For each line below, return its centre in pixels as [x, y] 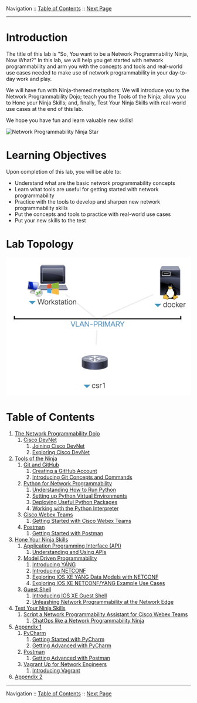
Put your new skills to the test [50, 220]
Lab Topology [40, 244]
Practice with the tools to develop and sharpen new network [87, 201]
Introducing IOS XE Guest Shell [69, 596]
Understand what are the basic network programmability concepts [95, 183]
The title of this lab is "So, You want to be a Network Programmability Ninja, [97, 54]
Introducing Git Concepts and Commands [82, 477]
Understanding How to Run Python [74, 489]
